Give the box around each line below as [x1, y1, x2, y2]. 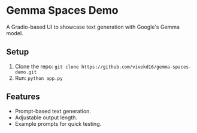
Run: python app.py [14, 74, 63, 81]
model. [6, 29, 23, 36]
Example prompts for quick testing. [14, 120, 102, 127]
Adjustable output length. [14, 114, 78, 121]
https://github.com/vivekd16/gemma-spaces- [81, 64, 192, 70]
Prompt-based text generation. [14, 107, 92, 115]
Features [6, 92, 40, 102]
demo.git [14, 69, 37, 75]
